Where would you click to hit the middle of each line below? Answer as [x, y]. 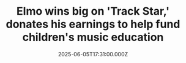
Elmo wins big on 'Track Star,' [93, 11]
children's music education [93, 37]
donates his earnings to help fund [93, 24]
